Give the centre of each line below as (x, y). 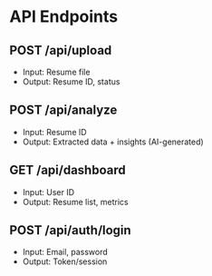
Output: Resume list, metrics (75, 202)
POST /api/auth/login (70, 230)
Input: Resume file (56, 72)
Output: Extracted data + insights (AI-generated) (113, 142)
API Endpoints (64, 17)
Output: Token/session (65, 261)
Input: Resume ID (55, 132)
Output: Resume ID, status (71, 82)
